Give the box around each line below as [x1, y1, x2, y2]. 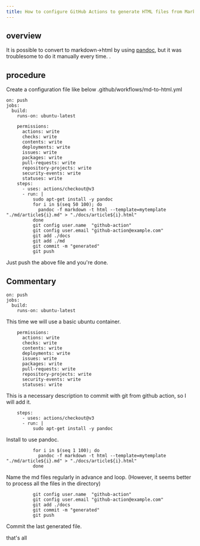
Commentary [6, 276, 57, 286]
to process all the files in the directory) [6, 480, 101, 487]
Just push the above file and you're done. [6, 259, 108, 266]
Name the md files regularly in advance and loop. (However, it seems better [6, 474, 192, 481]
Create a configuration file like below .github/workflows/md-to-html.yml [6, 86, 183, 93]
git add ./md [32, 238, 65, 244]
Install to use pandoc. [6, 436, 60, 444]
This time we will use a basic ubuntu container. [6, 318, 121, 325]
